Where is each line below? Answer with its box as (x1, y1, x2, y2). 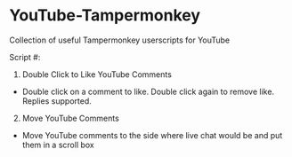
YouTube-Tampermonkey (9, 5, 201, 26)
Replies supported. (21, 95, 92, 106)
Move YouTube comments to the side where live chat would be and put (21, 130, 283, 140)
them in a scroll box (21, 139, 95, 150)
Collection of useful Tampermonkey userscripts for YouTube (9, 35, 231, 45)
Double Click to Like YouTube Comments (21, 68, 172, 80)
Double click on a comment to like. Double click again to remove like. (21, 86, 274, 97)
